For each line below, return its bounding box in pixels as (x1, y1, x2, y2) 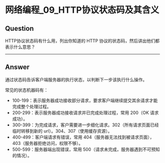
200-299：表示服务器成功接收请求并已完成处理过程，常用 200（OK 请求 (12, 110, 159, 116)
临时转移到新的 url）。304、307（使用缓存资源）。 (12, 128, 112, 134)
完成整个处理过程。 (12, 103, 52, 109)
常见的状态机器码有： (5, 87, 48, 93)
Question (5, 24, 34, 32)
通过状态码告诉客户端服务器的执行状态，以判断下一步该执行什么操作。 (5, 76, 147, 82)
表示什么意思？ (5, 44, 35, 49)
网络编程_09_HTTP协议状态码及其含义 (5, 4, 160, 16)
